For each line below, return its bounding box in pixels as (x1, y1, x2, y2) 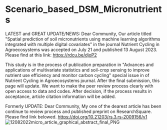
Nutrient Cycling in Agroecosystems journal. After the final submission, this (5, 77, 160, 83)
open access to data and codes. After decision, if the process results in (5, 88, 152, 94)
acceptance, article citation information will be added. (5, 93, 116, 99)
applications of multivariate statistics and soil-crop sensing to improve (5, 66, 150, 73)
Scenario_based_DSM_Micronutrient (5, 3, 162, 15)
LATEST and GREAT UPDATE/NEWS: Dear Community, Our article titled (5, 30, 151, 36)
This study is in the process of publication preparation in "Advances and (5, 61, 154, 67)
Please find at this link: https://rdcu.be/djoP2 (5, 51, 97, 58)
